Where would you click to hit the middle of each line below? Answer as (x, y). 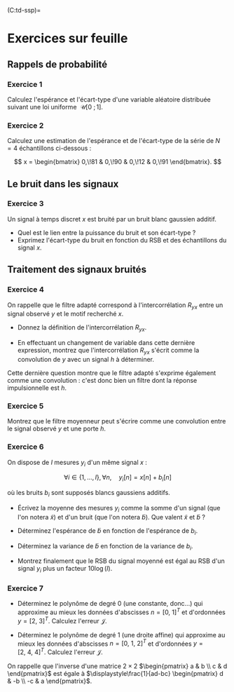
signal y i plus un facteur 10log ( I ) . (65, 569)
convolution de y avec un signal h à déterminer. (86, 359)
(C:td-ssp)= (24, 10)
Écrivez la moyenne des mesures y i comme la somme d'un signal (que (119, 509)
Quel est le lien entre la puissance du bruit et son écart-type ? (106, 232)
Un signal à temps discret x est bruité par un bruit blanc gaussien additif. (112, 219)
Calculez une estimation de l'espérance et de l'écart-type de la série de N (114, 141)
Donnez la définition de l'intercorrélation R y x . (82, 328)
